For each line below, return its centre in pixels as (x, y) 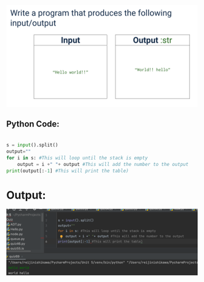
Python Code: (33, 124)
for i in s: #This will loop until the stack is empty (77, 158)
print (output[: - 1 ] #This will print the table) (68, 171)
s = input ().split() (32, 145)
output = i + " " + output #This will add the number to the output (103, 165)
